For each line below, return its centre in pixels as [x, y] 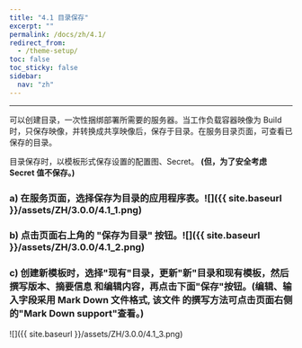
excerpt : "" [31, 26]
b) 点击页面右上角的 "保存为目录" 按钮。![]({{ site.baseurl [135, 236]
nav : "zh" [36, 85]
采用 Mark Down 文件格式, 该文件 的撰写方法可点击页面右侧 [165, 300]
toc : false [30, 59]
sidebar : [26, 76]
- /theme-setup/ [48, 51]
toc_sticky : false [44, 68]
